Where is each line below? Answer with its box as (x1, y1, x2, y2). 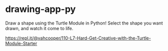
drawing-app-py (5, 3, 76, 15)
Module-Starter (5, 40, 37, 46)
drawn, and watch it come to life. (5, 25, 74, 31)
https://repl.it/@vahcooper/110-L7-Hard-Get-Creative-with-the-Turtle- (5, 35, 151, 41)
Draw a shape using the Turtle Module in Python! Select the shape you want (5, 20, 163, 26)
